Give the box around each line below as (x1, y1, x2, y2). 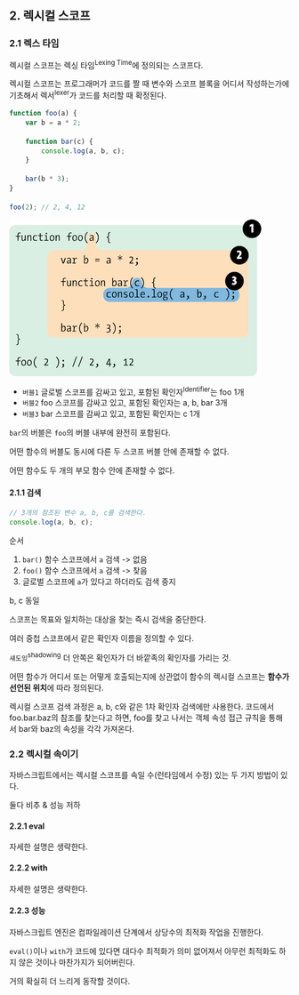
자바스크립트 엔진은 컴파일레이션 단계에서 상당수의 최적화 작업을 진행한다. (9, 927, 264, 937)
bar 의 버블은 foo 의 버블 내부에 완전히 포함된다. (9, 428, 171, 438)
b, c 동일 (9, 595, 40, 606)
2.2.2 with (9, 862, 48, 873)
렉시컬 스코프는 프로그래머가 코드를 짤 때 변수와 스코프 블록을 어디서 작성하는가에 (9, 78, 290, 89)
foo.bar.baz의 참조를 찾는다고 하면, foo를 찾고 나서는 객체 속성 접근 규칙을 (9, 712, 267, 723)
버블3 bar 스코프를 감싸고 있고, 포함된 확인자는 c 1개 (21, 408, 200, 420)
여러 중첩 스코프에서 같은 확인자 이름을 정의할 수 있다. (9, 633, 194, 644)
